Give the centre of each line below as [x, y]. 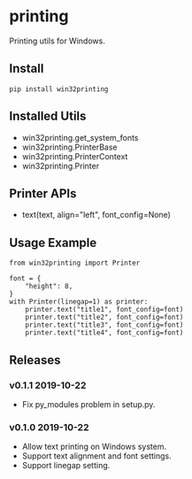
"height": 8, [49, 286]
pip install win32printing [59, 89]
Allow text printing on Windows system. [94, 447]
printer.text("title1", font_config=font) [104, 310]
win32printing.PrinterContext [75, 156]
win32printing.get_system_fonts [80, 137]
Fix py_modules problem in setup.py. [88, 404]
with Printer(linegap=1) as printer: [79, 302]
